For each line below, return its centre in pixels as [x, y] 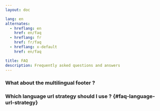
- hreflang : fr [26, 38]
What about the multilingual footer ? [50, 83]
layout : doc [18, 10]
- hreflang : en [26, 28]
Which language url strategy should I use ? [59, 96]
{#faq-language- [134, 96]
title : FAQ [17, 61]
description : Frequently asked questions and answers [63, 65]
